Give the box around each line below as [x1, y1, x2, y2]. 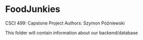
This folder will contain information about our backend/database [5, 29, 138, 35]
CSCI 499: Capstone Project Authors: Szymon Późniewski [5, 20, 125, 26]
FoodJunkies [5, 3, 61, 15]
